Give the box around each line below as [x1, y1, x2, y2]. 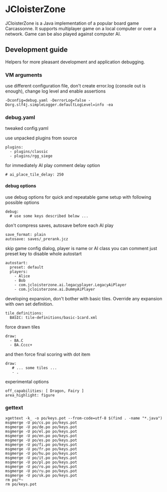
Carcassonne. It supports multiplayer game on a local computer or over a [5, 25, 156, 31]
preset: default [10, 265, 44, 270]
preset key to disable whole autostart [5, 251, 82, 257]
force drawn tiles [5, 323, 40, 330]
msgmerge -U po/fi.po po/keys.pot [5, 442, 78, 447]
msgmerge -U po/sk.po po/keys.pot [5, 473, 78, 478]
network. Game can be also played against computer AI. [5, 31, 121, 37]
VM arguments [5, 71, 43, 78]
